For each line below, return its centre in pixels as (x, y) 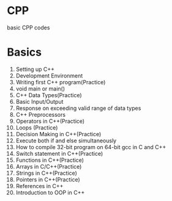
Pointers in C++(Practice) (48, 179)
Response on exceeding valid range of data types (78, 108)
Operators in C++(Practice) (50, 121)
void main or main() (40, 89)
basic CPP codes (28, 27)
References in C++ (39, 186)
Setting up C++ (35, 69)
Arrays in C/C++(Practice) (49, 166)
